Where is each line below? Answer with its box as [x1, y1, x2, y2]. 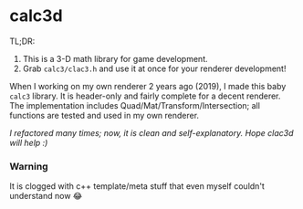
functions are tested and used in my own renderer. [9, 110, 199, 120]
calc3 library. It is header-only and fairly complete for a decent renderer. [9, 90, 281, 101]
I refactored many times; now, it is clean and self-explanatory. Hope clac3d [9, 127, 294, 138]
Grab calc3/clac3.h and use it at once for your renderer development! [22, 63, 287, 74]
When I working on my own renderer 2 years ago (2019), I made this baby [9, 80, 287, 91]
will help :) [9, 137, 48, 148]
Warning [9, 160, 48, 172]
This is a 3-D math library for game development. [22, 53, 208, 64]
